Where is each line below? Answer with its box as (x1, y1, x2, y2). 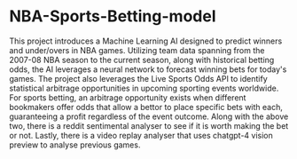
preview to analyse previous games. (9, 139, 141, 150)
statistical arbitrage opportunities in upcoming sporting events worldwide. (9, 83, 279, 93)
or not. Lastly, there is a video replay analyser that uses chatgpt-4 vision (9, 130, 273, 140)
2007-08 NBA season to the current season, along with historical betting (9, 54, 275, 65)
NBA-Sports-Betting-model (9, 6, 216, 27)
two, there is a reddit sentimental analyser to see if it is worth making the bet (9, 120, 289, 131)
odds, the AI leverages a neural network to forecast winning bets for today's (9, 64, 287, 75)
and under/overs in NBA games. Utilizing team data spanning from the (9, 44, 265, 55)
